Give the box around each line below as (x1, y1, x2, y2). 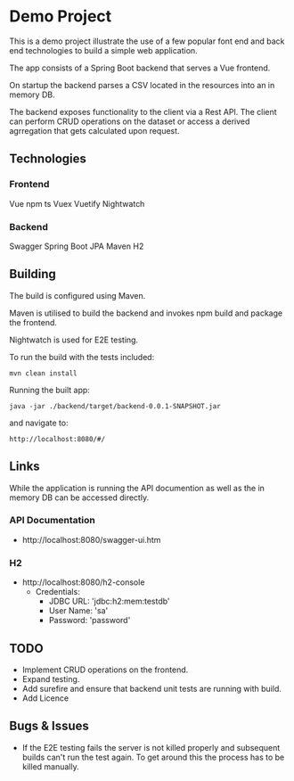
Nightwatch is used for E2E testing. (9, 334, 139, 345)
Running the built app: (9, 384, 91, 395)
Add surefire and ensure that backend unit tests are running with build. (21, 683, 282, 694)
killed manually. (21, 760, 79, 772)
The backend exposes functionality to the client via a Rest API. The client (9, 106, 278, 117)
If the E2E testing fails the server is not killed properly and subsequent (21, 742, 281, 752)
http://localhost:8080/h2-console (21, 577, 145, 588)
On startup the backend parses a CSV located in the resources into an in (9, 79, 275, 90)
